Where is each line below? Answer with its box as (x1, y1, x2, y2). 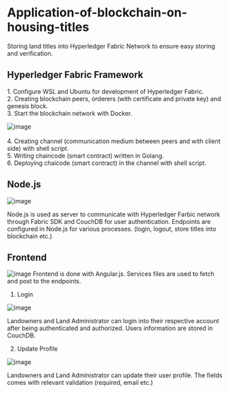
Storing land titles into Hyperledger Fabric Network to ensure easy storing (7, 42, 215, 50)
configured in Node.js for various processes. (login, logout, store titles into (7, 225, 217, 233)
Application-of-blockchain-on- (7, 5, 188, 21)
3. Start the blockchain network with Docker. (7, 109, 133, 117)
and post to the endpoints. (7, 277, 81, 286)
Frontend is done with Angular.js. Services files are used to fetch (33, 270, 215, 278)
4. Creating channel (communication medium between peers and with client (7, 137, 221, 145)
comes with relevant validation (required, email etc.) (7, 379, 154, 387)
